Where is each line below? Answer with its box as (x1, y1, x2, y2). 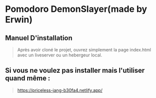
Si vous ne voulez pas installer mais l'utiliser (5, 66, 145, 75)
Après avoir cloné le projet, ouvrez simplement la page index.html (17, 47, 151, 52)
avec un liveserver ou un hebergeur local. (17, 52, 103, 58)
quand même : (5, 74, 51, 83)
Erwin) (5, 14, 33, 25)
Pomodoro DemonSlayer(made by (5, 3, 148, 15)
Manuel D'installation (5, 34, 73, 42)
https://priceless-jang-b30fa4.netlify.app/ (17, 87, 103, 93)
